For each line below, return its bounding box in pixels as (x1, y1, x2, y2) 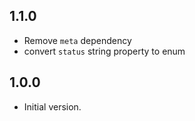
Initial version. (23, 100, 82, 113)
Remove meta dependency (23, 34, 132, 46)
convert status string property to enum (23, 45, 186, 57)
